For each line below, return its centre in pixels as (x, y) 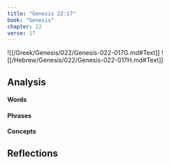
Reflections (33, 153)
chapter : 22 (24, 26)
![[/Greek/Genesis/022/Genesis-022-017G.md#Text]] (84, 53)
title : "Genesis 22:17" (42, 14)
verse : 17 (22, 33)
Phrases (20, 115)
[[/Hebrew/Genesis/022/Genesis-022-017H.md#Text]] (85, 60)
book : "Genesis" (31, 20)
